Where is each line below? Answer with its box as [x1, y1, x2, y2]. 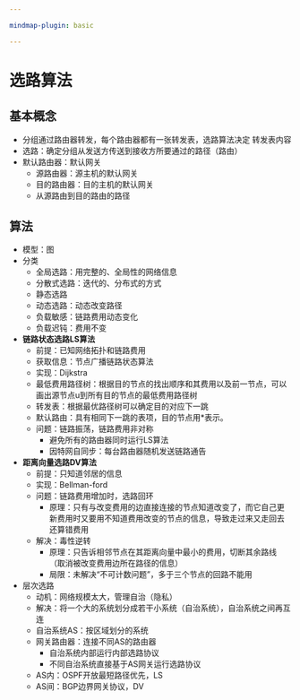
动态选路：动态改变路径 [35, 300, 123, 311]
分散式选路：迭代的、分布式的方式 [35, 278, 162, 289]
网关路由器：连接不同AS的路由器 [35, 636, 157, 647]
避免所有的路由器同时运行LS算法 [48, 435, 169, 445]
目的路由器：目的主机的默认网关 [35, 178, 154, 189]
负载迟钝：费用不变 [35, 323, 107, 333]
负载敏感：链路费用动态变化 [35, 311, 139, 323]
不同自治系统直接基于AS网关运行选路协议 [48, 659, 201, 670]
